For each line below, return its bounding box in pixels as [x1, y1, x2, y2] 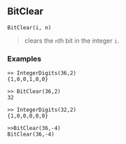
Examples [7, 54, 42, 64]
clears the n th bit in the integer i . [24, 36, 120, 45]
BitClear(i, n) [7, 24, 52, 31]
